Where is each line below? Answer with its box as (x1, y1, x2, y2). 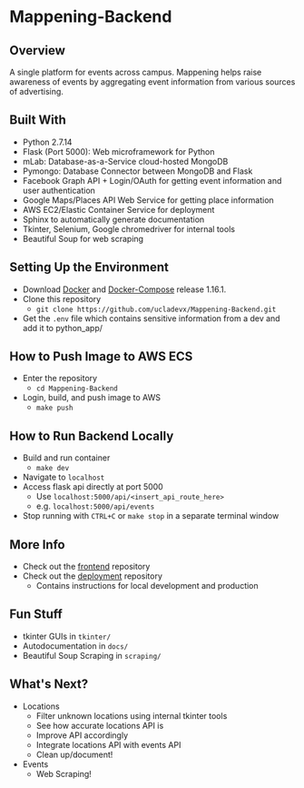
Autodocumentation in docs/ (22, 640, 129, 652)
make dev (35, 464, 70, 473)
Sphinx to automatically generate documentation (22, 214, 205, 225)
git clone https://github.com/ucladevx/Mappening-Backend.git (35, 305, 277, 314)
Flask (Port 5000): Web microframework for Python (22, 146, 215, 157)
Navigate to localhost (22, 471, 105, 483)
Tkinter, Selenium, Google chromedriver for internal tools (22, 223, 236, 234)
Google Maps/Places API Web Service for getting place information (22, 194, 274, 206)
